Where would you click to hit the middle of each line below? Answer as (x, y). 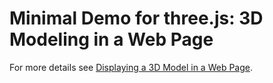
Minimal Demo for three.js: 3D (136, 18)
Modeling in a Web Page (111, 39)
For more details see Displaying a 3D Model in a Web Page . (131, 67)
